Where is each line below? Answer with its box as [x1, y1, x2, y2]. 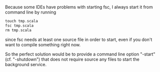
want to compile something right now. [5, 41, 81, 48]
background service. [5, 61, 47, 67]
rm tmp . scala [5, 28, 32, 33]
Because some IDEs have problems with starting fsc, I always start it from [5, 4, 153, 10]
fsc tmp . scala [5, 23, 34, 28]
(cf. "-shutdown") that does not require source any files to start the [5, 56, 140, 62]
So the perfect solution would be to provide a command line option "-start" [5, 51, 156, 57]
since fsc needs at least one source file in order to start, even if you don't [5, 36, 152, 42]
